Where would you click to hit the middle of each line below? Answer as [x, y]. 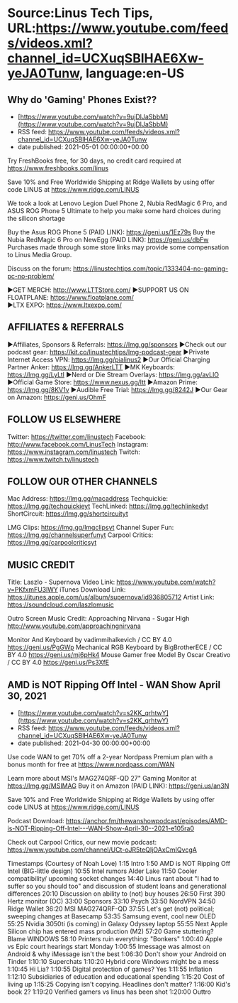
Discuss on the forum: [40, 269]
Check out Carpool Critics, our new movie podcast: [82, 842]
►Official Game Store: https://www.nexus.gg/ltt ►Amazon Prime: [103, 382]
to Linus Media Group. [40, 255]
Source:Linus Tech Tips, [80, 13]
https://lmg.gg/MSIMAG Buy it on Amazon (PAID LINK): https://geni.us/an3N [118, 786]
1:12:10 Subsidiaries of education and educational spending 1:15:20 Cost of [116, 977]
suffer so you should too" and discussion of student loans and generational [117, 887]
